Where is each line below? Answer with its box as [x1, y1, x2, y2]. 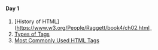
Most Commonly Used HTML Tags [14, 37, 100, 44]
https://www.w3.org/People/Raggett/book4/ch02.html [16, 24, 150, 32]
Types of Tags [14, 30, 50, 38]
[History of [14, 18, 41, 25]
